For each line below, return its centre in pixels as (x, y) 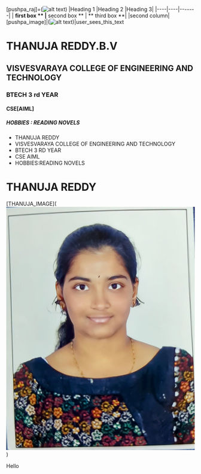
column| (159, 16)
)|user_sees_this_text (98, 22)
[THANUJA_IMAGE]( (31, 204)
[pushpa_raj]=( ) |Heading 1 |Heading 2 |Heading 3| (80, 9)
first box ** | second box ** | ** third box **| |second (81, 16)
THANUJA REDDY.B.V (62, 46)
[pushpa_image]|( (28, 22)
